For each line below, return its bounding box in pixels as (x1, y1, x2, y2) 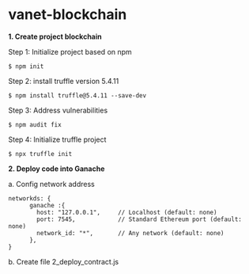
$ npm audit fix (8, 120, 62, 128)
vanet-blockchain (8, 6, 127, 24)
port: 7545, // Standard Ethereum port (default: (36, 215, 243, 223)
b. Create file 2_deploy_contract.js (8, 257, 119, 266)
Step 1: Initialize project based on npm (8, 47, 132, 56)
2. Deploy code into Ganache (8, 164, 105, 173)
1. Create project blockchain (8, 32, 102, 41)
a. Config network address (8, 179, 95, 188)
